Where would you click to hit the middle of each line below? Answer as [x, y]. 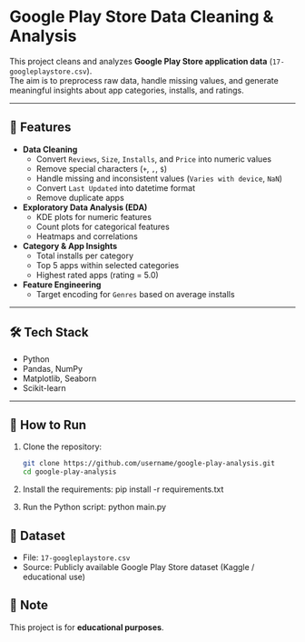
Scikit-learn [44, 387]
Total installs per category [85, 256]
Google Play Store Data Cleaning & [142, 17]
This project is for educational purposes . [87, 627]
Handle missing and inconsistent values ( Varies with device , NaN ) [159, 178]
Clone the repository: [62, 446]
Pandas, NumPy [53, 368]
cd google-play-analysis [69, 472]
